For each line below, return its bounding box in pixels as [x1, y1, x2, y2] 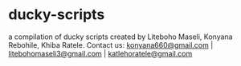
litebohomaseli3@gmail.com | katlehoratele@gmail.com [8, 49, 193, 58]
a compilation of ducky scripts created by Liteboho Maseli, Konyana [8, 32, 233, 41]
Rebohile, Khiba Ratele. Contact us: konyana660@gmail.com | [8, 40, 214, 49]
